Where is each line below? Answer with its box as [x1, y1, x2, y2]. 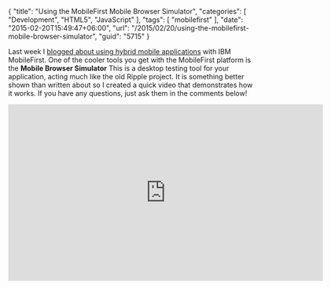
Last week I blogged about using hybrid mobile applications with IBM [8, 47, 232, 56]
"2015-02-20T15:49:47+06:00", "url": [8, 24, 130, 32]
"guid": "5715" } [98, 31, 150, 41]
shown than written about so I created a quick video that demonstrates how [8, 80, 253, 90]
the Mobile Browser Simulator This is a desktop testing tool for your [8, 64, 230, 73]
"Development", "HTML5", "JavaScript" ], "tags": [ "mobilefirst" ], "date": [8, 15, 244, 24]
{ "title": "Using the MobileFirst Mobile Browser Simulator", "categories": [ [8, 7, 247, 16]
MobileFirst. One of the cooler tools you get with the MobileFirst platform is [8, 55, 252, 64]
